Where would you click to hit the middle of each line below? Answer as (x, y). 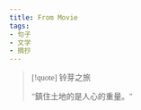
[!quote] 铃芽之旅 (61, 78)
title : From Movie (44, 17)
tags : (19, 26)
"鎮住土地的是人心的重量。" (82, 97)
